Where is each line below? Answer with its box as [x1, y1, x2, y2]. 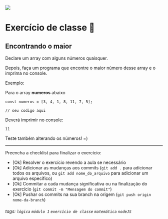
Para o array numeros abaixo [5, 90, 66, 95]
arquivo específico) [12, 175, 52, 181]
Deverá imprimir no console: [5, 117, 63, 123]
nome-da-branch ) [12, 197, 46, 202]
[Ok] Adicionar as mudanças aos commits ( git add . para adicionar [12, 165, 152, 170]
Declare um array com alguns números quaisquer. [5, 55, 108, 61]
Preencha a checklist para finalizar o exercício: [5, 150, 101, 155]
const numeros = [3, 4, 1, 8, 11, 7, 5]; [5, 99, 93, 104]
